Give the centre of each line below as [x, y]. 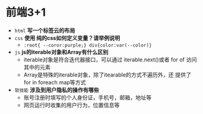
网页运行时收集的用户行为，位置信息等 [71, 105]
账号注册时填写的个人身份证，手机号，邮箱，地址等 [88, 97]
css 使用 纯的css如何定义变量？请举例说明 [67, 38]
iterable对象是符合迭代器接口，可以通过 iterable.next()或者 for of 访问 [110, 59]
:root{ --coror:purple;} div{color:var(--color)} [88, 45]
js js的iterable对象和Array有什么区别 [61, 52]
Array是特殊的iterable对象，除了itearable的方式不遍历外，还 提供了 [107, 75]
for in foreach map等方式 [55, 82]
